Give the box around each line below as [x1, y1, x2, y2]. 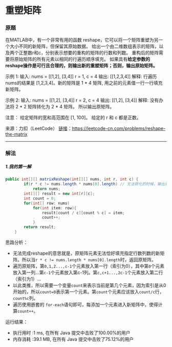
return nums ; [32, 186, 60, 191]
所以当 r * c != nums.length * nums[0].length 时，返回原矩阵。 [21, 256, 156, 262]
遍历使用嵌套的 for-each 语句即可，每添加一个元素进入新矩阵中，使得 [12, 301, 159, 307]
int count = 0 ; [24, 196, 56, 201]
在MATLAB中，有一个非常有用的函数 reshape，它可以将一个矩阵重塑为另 [5, 37, 159, 43]
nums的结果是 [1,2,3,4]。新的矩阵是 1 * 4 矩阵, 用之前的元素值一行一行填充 [5, 80, 163, 86]
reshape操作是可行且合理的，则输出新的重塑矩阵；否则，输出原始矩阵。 [5, 63, 158, 69]
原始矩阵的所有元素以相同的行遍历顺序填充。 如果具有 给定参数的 [14, 56, 150, 62]
